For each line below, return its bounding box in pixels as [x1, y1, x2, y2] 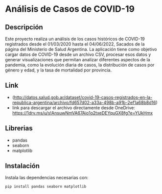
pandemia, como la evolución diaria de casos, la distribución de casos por [5, 62, 155, 68]
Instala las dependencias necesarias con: [5, 175, 89, 181]
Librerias [5, 124, 33, 133]
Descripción [5, 23, 43, 31]
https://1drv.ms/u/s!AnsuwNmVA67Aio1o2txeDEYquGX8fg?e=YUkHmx [12, 110, 153, 116]
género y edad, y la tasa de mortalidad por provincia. [5, 67, 112, 73]
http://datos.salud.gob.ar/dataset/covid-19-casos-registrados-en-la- [14, 94, 153, 100]
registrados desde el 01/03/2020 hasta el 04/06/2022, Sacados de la [5, 41, 145, 47]
